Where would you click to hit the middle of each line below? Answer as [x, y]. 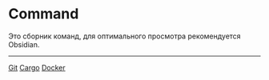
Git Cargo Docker [37, 67]
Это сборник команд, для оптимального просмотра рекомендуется [125, 36]
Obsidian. [24, 44]
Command [44, 14]
